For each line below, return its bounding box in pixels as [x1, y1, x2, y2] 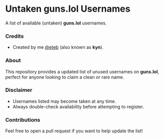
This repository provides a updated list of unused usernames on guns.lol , [5, 68, 159, 74]
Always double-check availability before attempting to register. [12, 103, 144, 109]
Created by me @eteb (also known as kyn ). [12, 44, 104, 50]
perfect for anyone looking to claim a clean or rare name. [5, 74, 124, 80]
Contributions [5, 116, 41, 123]
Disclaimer [5, 87, 32, 94]
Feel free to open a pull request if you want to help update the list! [5, 128, 143, 134]
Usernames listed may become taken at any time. [12, 98, 116, 104]
